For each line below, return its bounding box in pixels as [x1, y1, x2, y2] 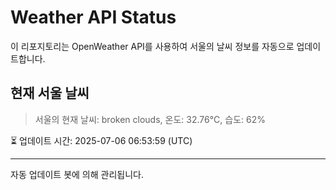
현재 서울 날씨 [10, 85, 90, 102]
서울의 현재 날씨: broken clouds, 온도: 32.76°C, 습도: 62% [34, 113, 266, 125]
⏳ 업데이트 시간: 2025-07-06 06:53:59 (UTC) [10, 134, 193, 146]
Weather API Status [10, 6, 177, 29]
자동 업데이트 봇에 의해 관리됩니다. [10, 168, 144, 180]
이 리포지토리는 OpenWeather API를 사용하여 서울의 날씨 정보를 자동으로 [10, 40, 295, 52]
